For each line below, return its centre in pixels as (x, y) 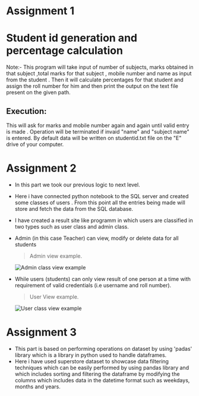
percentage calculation (65, 51)
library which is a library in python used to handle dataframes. (91, 355)
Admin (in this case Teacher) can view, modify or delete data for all (97, 238)
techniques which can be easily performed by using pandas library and (102, 368)
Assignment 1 (40, 11)
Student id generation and (72, 38)
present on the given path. (39, 93)
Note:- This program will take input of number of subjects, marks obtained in (100, 67)
